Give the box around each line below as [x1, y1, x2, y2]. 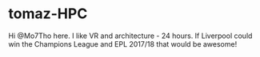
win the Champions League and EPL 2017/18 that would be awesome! [8, 39, 238, 48]
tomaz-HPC [8, 5, 88, 23]
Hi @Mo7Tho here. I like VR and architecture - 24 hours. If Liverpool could [8, 31, 253, 40]
